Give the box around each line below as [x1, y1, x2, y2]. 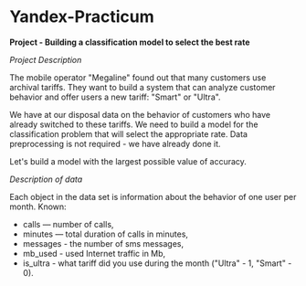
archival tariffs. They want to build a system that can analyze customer [9, 81, 276, 92]
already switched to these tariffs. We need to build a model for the [9, 119, 259, 130]
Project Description [9, 54, 82, 65]
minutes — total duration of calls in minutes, [22, 228, 189, 239]
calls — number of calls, [22, 218, 114, 229]
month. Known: [9, 201, 67, 212]
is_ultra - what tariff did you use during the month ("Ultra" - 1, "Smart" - [22, 258, 292, 269]
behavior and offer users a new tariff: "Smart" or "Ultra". [9, 91, 221, 102]
